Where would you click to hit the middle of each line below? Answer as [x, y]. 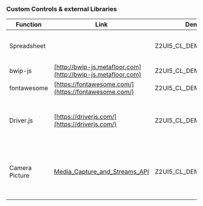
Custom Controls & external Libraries [62, 9]
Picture [20, 175]
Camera [21, 168]
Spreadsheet [27, 46]
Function [29, 25]
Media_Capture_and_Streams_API [101, 172]
